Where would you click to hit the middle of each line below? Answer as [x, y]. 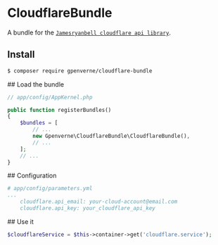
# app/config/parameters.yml [50, 189]
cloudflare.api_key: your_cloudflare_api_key [88, 208]
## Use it [20, 221]
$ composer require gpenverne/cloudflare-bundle [80, 71]
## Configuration [32, 176]
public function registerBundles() [59, 110]
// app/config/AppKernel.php [50, 97]
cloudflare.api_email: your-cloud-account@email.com [99, 202]
